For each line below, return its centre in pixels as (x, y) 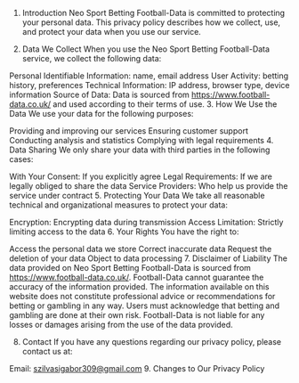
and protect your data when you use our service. (112, 32)
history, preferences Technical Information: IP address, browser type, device (149, 85)
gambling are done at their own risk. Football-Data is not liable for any (137, 315)
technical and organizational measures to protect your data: (119, 205)
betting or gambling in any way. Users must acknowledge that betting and (145, 306)
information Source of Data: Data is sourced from (99, 94)
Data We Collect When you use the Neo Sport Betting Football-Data (145, 49)
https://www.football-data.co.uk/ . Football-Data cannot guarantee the (137, 277)
